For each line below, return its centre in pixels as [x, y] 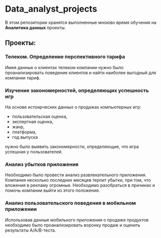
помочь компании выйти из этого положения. [53, 190]
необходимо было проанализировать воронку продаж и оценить [73, 225]
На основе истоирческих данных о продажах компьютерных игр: [73, 107]
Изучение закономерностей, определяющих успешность [77, 90]
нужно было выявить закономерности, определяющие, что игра [72, 146]
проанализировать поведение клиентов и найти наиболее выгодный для [80, 73]
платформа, [24, 132]
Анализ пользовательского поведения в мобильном [71, 203]
